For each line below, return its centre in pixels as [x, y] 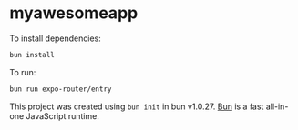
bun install [32, 55]
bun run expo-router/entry [61, 89]
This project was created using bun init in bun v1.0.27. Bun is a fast [137, 106]
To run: [23, 72]
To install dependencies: [56, 38]
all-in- [277, 106]
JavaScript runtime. [63, 115]
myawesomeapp [74, 13]
